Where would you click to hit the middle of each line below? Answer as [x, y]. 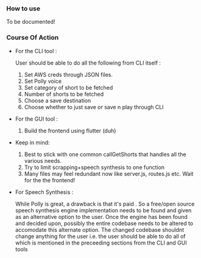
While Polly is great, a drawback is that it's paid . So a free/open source [105, 204]
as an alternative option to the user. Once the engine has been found [101, 217]
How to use [23, 9]
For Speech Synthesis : [44, 192]
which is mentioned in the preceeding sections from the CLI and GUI [101, 243]
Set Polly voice [43, 81]
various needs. [43, 160]
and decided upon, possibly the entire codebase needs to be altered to [104, 223]
